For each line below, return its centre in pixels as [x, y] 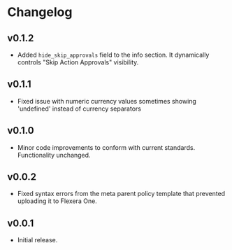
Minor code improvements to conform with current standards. [106, 147]
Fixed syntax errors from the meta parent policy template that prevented [121, 194]
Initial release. [37, 240]
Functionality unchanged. [54, 155]
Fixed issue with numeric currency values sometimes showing [107, 101]
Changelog [40, 12]
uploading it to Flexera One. [57, 201]
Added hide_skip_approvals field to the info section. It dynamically [113, 55]
